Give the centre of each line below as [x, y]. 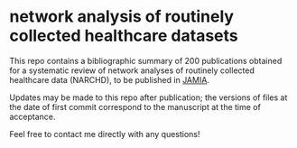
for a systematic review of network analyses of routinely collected [132, 70]
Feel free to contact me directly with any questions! [105, 134]
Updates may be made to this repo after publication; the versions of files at [148, 97]
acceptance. [32, 116]
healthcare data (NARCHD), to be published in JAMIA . [110, 79]
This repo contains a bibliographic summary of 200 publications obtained [146, 60]
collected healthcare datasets [124, 36]
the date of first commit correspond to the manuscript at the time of [135, 106]
